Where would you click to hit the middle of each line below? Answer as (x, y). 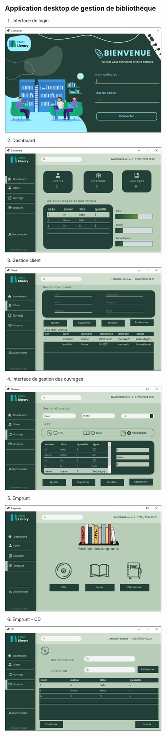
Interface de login (30, 20)
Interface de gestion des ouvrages (48, 379)
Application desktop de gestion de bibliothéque (81, 8)
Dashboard (24, 141)
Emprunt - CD (27, 619)
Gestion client (27, 260)
